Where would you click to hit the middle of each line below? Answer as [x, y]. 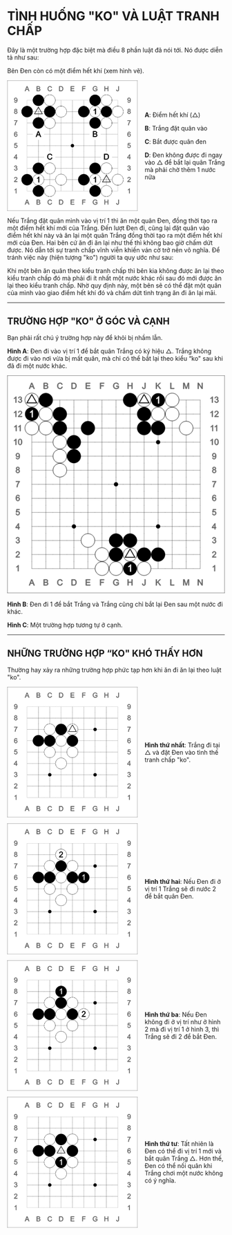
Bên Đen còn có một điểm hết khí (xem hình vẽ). [76, 70]
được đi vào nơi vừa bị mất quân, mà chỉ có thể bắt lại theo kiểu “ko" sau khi [115, 359]
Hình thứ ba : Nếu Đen [176, 1015]
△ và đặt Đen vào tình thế [182, 752]
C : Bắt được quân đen [176, 141]
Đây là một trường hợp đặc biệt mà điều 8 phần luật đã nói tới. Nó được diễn [115, 50]
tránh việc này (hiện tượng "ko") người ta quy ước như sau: [90, 258]
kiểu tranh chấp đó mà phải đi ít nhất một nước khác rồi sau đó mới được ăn [115, 279]
